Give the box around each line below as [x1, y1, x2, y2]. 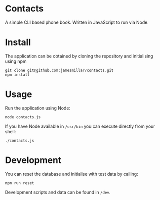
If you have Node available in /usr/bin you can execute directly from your [5, 123, 156, 129]
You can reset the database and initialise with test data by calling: [5, 171, 138, 177]
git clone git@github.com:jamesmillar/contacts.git [5, 68, 114, 73]
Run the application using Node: [5, 105, 71, 111]
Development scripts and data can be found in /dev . [5, 189, 111, 195]
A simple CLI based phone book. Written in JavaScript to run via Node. [5, 19, 149, 25]
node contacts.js [5, 114, 41, 119]
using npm [5, 58, 27, 64]
